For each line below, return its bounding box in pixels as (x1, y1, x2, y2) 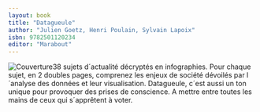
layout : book (8, 11, 51, 20)
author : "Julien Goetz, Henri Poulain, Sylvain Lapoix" (8, 26, 195, 34)
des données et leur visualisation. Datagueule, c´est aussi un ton (37, 79, 247, 89)
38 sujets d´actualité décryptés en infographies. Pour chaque (52, 62, 251, 71)
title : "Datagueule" (8, 19, 76, 27)
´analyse (8, 79, 36, 89)
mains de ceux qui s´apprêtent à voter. (8, 96, 133, 105)
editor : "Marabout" (8, 41, 72, 49)
